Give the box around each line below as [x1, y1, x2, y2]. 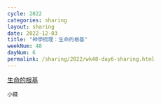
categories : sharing [7, 17, 68, 24]
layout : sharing [7, 23, 55, 30]
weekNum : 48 [7, 43, 42, 50]
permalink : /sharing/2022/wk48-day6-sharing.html [7, 56, 155, 63]
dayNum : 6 [7, 50, 36, 57]
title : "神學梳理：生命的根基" [7, 36, 88, 43]
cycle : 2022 [7, 10, 42, 17]
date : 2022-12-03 [7, 29, 58, 37]
